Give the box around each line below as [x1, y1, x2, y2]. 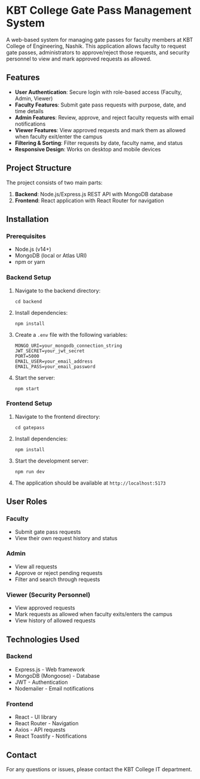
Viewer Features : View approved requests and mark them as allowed [14, 126, 186, 133]
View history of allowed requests [14, 617, 96, 624]
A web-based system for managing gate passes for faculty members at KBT [6, 36, 193, 43]
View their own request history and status [14, 534, 118, 541]
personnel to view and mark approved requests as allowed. [6, 55, 152, 62]
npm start [14, 385, 40, 392]
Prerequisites [6, 232, 46, 240]
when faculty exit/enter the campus [14, 133, 103, 140]
